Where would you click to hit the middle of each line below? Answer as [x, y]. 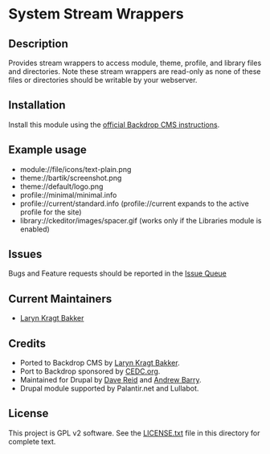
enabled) [35, 229]
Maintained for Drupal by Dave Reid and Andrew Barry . [110, 380]
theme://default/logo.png [61, 186]
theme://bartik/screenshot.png [71, 178]
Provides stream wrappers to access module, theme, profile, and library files [135, 63]
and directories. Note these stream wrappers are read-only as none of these [135, 72]
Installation [37, 105]
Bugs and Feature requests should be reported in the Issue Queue [117, 273]
